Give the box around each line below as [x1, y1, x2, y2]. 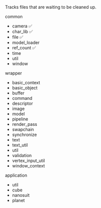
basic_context [12, 80, 40, 85]
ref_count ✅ [12, 45, 36, 50]
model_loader [12, 40, 40, 46]
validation [12, 153, 32, 158]
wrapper [5, 70, 22, 76]
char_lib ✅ [12, 29, 33, 34]
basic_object [12, 85, 38, 91]
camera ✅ [12, 23, 33, 29]
